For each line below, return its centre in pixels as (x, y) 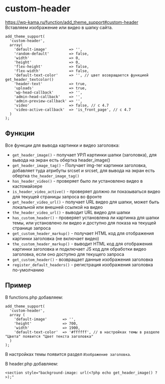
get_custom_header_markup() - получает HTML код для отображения (83, 233)
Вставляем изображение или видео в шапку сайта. (59, 27)
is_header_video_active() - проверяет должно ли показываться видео (86, 191)
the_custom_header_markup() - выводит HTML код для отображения (82, 244)
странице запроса (31, 228)
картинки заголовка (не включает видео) (56, 238)
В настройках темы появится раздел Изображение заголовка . (68, 354)
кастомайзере (27, 186)
